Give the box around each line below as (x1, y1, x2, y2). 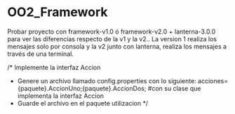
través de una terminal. (7, 50, 74, 58)
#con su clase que (147, 84, 201, 92)
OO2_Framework (7, 4, 108, 20)
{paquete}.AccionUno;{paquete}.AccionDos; (17, 84, 147, 92)
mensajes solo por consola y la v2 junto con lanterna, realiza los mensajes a (7, 42, 227, 50)
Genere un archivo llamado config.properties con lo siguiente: (17, 76, 196, 85)
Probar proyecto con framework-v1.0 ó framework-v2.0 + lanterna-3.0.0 (7, 27, 216, 36)
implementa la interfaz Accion (17, 92, 104, 100)
